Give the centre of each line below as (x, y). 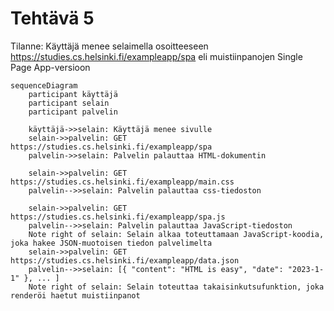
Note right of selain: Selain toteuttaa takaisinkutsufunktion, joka (176, 287)
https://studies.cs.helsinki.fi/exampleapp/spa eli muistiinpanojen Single (156, 56)
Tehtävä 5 (52, 18)
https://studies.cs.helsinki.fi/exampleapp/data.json (125, 260)
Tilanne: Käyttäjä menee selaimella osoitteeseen (109, 46)
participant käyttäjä (73, 94)
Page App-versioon (50, 67)
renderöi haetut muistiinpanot (75, 295)
